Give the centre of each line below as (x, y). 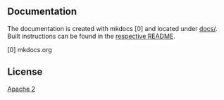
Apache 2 (21, 89)
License (25, 72)
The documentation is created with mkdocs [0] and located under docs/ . (112, 28)
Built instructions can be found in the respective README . (92, 36)
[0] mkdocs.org (30, 49)
